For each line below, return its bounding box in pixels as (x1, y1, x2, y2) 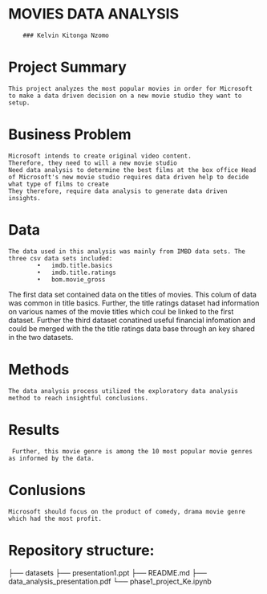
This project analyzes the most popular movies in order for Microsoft (8, 84, 253, 92)
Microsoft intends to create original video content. (8, 152, 192, 160)
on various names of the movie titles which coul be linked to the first (8, 306, 234, 316)
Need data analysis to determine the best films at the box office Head (8, 166, 257, 174)
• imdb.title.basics (37, 261, 113, 269)
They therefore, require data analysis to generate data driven (8, 186, 228, 195)
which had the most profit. (8, 514, 103, 522)
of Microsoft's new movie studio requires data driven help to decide (8, 173, 249, 181)
